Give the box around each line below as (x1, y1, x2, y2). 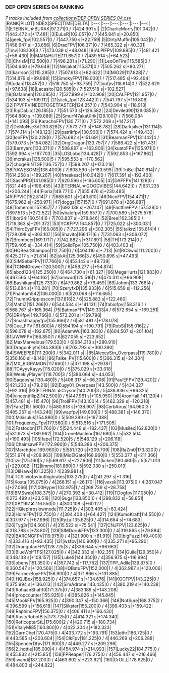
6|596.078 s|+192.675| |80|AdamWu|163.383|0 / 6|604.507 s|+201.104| (5, 328, 154, 334)
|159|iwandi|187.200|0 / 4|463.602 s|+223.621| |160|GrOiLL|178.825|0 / (5, 657, 153, 663)
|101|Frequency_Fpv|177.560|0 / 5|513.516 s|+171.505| (5, 420, 116, 426)
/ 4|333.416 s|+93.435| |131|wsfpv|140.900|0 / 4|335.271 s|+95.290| (5, 538, 148, 544)
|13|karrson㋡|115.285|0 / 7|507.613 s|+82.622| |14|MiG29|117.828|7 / (5, 69, 148, 76)
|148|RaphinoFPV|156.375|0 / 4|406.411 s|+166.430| (5, 608, 114, 614)
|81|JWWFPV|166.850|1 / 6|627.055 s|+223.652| (5, 333, 105, 340)
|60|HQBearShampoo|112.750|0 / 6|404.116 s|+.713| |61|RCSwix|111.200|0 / (5, 247, 161, 254)
